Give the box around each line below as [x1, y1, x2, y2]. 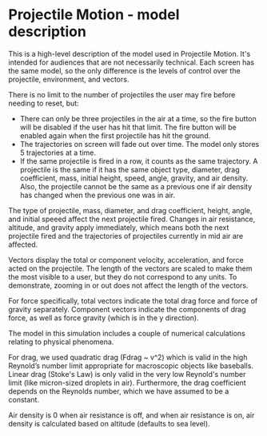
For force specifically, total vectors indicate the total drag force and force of [8, 295, 258, 305]
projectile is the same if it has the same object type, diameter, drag [19, 164, 240, 174]
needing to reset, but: [8, 98, 79, 108]
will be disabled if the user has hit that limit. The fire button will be [19, 122, 237, 132]
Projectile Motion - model [8, 6, 180, 24]
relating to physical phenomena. [8, 337, 114, 347]
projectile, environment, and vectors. [8, 74, 130, 84]
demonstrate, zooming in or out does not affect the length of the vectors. [8, 280, 249, 290]
